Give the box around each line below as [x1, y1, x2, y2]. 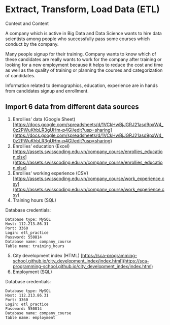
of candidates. [5, 72, 36, 78]
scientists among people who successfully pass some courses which [5, 36, 150, 42]
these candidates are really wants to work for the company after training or [5, 56, 162, 62]
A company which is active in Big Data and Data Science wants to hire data [5, 30, 162, 36]
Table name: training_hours [5, 243, 65, 249]
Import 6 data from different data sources [5, 103, 140, 111]
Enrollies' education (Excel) [12, 143, 70, 149]
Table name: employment [5, 315, 56, 320]
